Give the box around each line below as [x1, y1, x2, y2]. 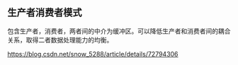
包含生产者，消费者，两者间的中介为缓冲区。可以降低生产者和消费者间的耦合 [7, 27, 231, 35]
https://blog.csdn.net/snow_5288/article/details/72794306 [7, 49, 178, 58]
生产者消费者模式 [7, 6, 82, 19]
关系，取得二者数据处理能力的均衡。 [7, 35, 113, 44]
